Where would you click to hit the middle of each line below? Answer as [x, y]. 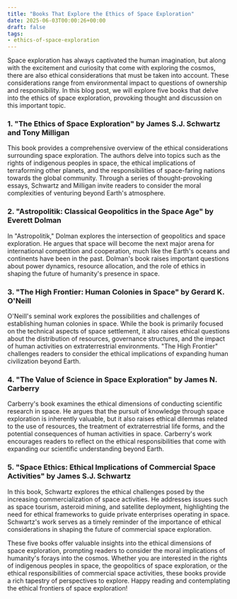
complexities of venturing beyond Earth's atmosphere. [87, 193]
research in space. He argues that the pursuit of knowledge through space [116, 411]
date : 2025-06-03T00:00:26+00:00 [57, 21]
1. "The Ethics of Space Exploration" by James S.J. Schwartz [114, 124]
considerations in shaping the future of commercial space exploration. [110, 529]
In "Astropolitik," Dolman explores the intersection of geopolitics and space [116, 236]
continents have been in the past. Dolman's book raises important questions [118, 258]
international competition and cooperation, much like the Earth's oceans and [118, 251]
